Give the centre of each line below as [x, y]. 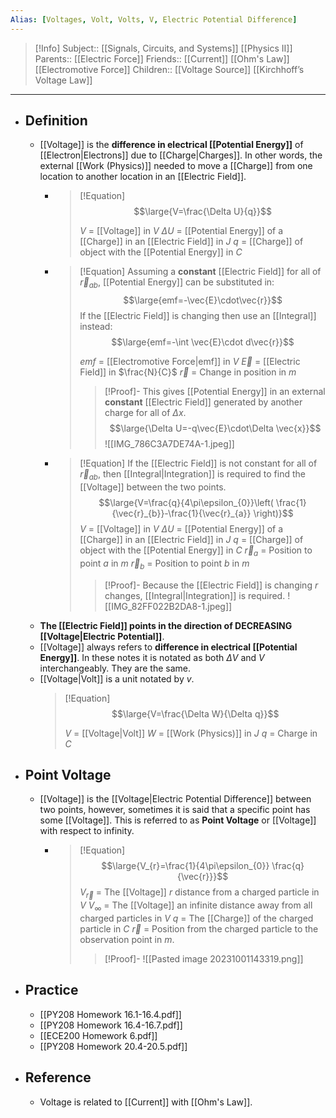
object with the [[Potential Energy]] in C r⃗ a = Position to [196, 551]
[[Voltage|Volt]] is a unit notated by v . [117, 678]
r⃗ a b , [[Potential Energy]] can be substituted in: [177, 283]
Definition [56, 121]
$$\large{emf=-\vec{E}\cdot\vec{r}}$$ [203, 300]
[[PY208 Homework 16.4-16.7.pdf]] [111, 1025]
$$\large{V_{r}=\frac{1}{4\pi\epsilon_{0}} [185, 866]
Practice [51, 990]
